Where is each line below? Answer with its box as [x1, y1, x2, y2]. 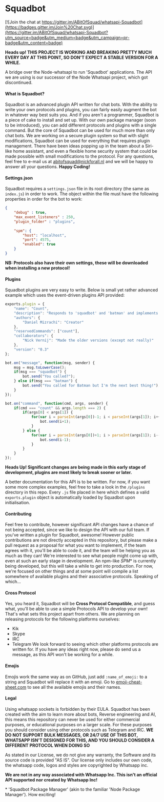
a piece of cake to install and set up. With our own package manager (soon [5, 117, 156, 123]
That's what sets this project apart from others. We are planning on [5, 611, 140, 617]
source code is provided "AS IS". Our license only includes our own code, [5, 757, 153, 763]
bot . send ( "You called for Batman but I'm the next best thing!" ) [22, 383, 159, 388]
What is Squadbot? [5, 91, 45, 97]
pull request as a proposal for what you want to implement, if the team [5, 542, 146, 548]
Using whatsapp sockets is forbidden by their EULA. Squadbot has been [5, 706, 150, 712]
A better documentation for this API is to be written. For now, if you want [5, 479, 150, 485]
